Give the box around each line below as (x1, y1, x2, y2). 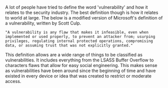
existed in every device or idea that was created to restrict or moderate (5, 73, 151, 79)
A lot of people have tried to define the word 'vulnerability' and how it (5, 4, 148, 10)
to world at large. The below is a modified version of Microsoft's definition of (5, 15, 163, 20)
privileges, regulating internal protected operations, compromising (5, 38, 153, 43)
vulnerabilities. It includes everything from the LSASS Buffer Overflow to (5, 57, 154, 63)
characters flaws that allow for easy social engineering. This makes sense (5, 62, 157, 68)
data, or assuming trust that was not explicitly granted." (5, 43, 133, 48)
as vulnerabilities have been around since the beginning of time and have (5, 67, 156, 73)
